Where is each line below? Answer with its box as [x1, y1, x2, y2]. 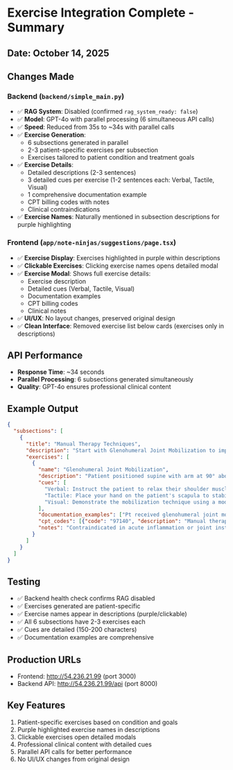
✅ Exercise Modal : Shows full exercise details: [17, 269, 151, 277]
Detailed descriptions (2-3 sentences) [27, 169, 137, 177]
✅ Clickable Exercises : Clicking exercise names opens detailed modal [17, 262, 218, 270]
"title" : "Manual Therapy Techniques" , [25, 440, 141, 447]
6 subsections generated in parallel [27, 139, 129, 147]
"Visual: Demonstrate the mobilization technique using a [44, 498, 216, 506]
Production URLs [7, 653, 82, 665]
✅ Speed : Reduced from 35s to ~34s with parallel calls [17, 123, 175, 131]
